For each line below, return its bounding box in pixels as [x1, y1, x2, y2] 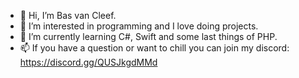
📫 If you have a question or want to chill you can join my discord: [19, 42, 290, 54]
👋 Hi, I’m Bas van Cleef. [19, 10, 117, 21]
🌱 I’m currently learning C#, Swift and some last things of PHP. [19, 31, 278, 42]
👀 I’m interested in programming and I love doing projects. [19, 20, 259, 32]
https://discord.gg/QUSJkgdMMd [19, 56, 158, 68]
